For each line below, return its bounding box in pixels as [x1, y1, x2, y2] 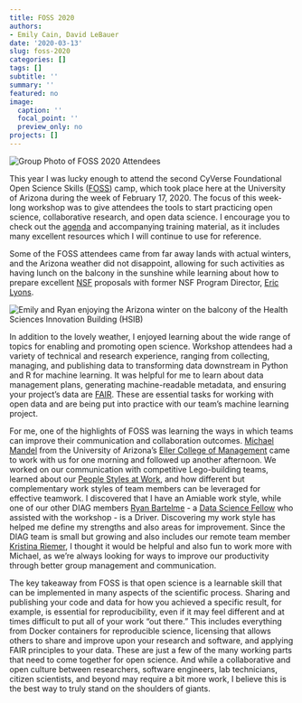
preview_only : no [17, 123, 83, 132]
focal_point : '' [17, 114, 79, 123]
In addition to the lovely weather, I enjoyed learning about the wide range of [9, 331, 291, 342]
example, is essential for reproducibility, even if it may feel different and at [9, 606, 285, 617]
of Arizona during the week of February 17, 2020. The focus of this [9, 192, 257, 203]
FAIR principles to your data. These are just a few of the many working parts [9, 644, 292, 655]
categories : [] [9, 55, 67, 64]
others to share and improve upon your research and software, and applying [9, 634, 294, 646]
